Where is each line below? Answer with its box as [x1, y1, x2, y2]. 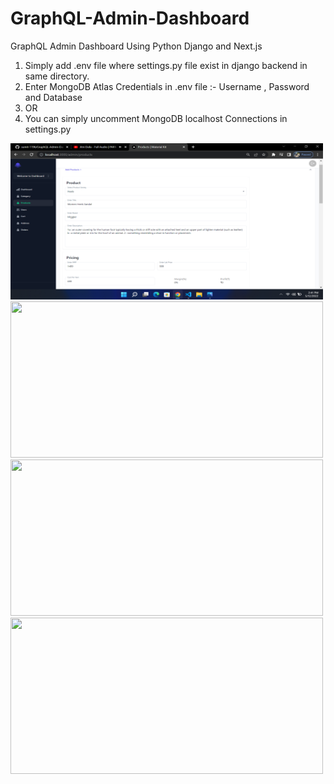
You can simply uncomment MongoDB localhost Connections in [24, 112, 288, 124]
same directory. [24, 70, 90, 82]
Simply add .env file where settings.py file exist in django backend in [24, 59, 308, 71]
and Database [24, 91, 83, 103]
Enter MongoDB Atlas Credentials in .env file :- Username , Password [24, 80, 310, 92]
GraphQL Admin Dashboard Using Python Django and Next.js [10, 40, 263, 52]
